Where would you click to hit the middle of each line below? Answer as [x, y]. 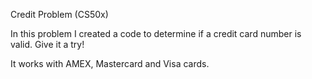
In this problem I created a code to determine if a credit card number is [156, 33]
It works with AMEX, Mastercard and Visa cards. [110, 63]
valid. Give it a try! [47, 44]
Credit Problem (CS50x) [59, 14]
